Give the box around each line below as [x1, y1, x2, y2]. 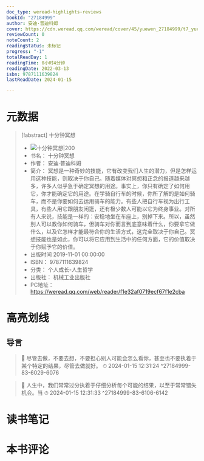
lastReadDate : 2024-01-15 [6, 77, 72, 83]
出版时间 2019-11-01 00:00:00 [30, 251, 105, 258]
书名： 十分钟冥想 [30, 152, 75, 159]
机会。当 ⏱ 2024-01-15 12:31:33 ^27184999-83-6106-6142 [21, 389, 168, 397]
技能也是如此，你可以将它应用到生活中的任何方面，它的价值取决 [35, 235, 195, 243]
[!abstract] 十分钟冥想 [21, 131, 76, 139]
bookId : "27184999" [6, 15, 56, 21]
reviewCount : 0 [6, 32, 45, 38]
